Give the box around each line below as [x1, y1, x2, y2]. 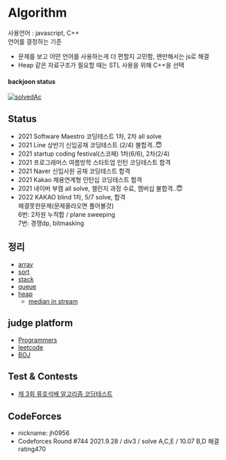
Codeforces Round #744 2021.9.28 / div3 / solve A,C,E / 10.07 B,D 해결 [17, 437, 220, 445]
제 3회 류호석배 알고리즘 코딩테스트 [17, 390, 113, 398]
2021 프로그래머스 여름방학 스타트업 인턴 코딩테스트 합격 [17, 158, 171, 166]
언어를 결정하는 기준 [8, 37, 62, 46]
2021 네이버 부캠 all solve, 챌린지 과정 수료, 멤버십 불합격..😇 [17, 184, 183, 192]
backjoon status [8, 77, 56, 85]
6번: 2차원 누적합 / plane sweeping [17, 210, 116, 218]
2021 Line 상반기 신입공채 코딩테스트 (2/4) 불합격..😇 [17, 140, 162, 149]
